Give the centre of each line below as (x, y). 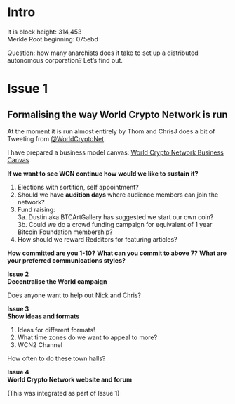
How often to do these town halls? (56, 358)
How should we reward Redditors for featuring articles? (97, 239)
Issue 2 (18, 274)
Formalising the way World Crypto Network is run (117, 114)
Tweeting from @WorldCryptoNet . (57, 138)
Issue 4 (18, 372)
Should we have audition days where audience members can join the (118, 195)
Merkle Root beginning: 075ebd (53, 39)
